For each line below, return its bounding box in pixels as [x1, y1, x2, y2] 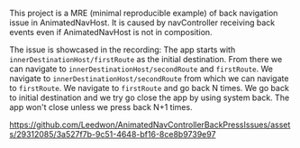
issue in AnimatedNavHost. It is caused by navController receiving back [9, 17, 276, 28]
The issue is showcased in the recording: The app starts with [9, 44, 236, 55]
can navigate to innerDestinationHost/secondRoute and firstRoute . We [9, 63, 273, 74]
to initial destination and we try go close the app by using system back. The [9, 92, 290, 103]
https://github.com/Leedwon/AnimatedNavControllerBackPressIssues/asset [9, 119, 291, 130]
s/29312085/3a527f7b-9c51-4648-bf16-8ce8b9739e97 [9, 129, 216, 139]
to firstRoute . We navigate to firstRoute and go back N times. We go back [9, 83, 290, 93]
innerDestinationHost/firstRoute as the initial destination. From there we [9, 54, 283, 64]
